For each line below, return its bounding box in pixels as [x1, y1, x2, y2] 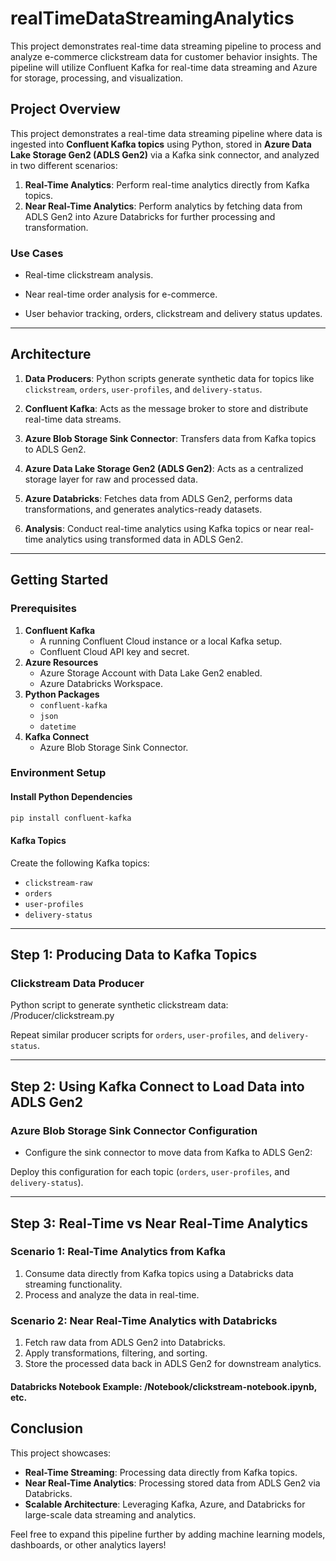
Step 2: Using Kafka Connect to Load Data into [10, 1078, 305, 1095]
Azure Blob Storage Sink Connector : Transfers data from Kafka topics [24, 432, 317, 444]
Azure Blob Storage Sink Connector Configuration [10, 1123, 258, 1137]
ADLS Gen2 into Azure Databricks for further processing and [24, 210, 276, 222]
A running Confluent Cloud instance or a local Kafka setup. [39, 635, 283, 647]
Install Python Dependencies [10, 791, 133, 803]
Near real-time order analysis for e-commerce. [24, 288, 218, 301]
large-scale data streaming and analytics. [24, 1508, 197, 1521]
